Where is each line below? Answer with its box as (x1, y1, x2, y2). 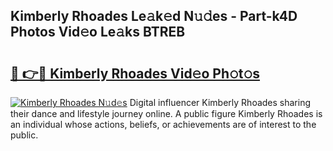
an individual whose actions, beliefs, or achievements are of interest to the (10, 119, 317, 130)
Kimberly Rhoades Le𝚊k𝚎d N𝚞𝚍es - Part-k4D (10, 8, 298, 25)
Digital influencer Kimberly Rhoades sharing (129, 97, 312, 108)
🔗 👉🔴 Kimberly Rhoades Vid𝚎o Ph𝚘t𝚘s (10, 65, 261, 82)
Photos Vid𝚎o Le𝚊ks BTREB (10, 24, 186, 41)
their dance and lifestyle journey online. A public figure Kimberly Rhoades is (10, 108, 323, 119)
